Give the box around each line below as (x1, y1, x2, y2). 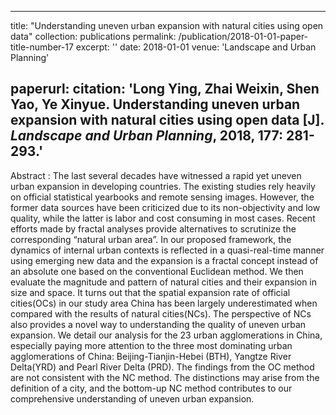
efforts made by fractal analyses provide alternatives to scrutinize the (10, 222, 297, 235)
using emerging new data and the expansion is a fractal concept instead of (10, 254, 319, 266)
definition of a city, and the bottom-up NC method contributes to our (10, 382, 293, 394)
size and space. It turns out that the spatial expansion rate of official (10, 286, 291, 298)
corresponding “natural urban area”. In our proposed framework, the (10, 233, 292, 245)
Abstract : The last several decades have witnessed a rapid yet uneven (10, 169, 302, 181)
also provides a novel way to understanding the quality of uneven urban (10, 318, 307, 330)
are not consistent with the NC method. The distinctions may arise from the (10, 371, 320, 383)
